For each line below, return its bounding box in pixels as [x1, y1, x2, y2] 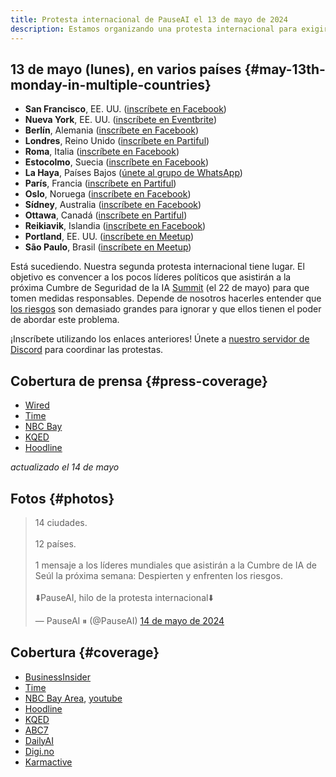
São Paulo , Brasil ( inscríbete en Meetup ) [24, 241, 192, 253]
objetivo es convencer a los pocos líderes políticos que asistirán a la [10, 271, 292, 283]
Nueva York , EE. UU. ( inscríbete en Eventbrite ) [24, 114, 217, 126]
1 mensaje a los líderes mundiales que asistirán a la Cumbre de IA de [34, 559, 317, 571]
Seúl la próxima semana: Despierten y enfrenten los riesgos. [34, 569, 283, 581]
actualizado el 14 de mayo [10, 461, 120, 473]
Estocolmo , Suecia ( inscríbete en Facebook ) [24, 156, 209, 168]
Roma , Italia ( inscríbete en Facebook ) [24, 146, 180, 158]
